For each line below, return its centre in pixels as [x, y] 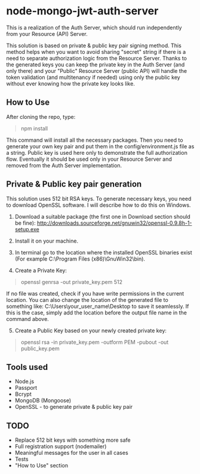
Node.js [24, 381]
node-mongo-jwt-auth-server [82, 11]
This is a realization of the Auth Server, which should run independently [94, 27]
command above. [27, 319]
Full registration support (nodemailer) [61, 447]
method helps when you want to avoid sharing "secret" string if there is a [96, 51]
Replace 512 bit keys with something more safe [73, 440]
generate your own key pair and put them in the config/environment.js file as [100, 146]
